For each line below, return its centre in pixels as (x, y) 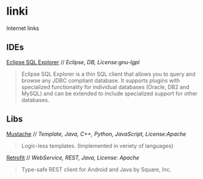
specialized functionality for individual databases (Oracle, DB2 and (105, 87)
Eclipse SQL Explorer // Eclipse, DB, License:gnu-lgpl (73, 62)
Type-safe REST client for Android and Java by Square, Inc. (96, 169)
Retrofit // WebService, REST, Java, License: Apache (73, 158)
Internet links (23, 28)
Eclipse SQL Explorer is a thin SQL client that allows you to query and (108, 74)
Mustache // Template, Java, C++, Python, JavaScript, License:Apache (96, 134)
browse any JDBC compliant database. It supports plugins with (101, 80)
